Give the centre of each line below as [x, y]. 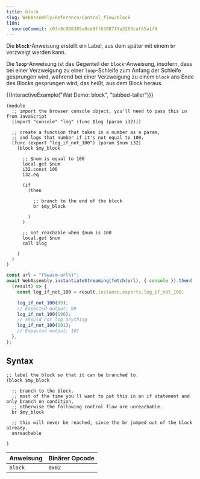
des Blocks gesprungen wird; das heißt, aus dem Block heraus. [85, 83]
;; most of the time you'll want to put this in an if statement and [101, 396]
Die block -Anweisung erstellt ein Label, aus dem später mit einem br [91, 46]
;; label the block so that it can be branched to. [72, 375]
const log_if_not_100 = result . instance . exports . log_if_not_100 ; [101, 292]
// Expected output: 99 [47, 309]
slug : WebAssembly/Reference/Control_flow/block [68, 18]
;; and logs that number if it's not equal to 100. [78, 138]
